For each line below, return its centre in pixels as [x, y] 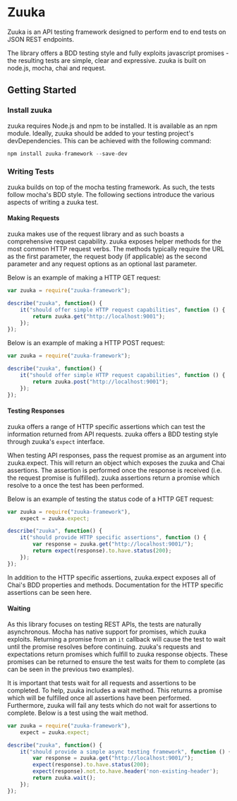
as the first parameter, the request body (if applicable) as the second [107, 256]
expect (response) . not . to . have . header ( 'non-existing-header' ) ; [126, 771]
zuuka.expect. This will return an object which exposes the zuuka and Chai [116, 462]
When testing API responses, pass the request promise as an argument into [117, 455]
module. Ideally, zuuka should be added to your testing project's [101, 133]
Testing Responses [36, 411]
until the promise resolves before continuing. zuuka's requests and [104, 646]
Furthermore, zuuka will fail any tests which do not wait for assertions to [112, 705]
